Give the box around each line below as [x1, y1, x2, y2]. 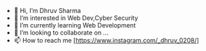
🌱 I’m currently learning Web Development [13, 21, 136, 29]
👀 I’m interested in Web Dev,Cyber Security [13, 14, 138, 22]
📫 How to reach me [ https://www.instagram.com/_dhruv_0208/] [13, 37, 199, 44]
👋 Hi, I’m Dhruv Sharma [13, 7, 82, 14]
